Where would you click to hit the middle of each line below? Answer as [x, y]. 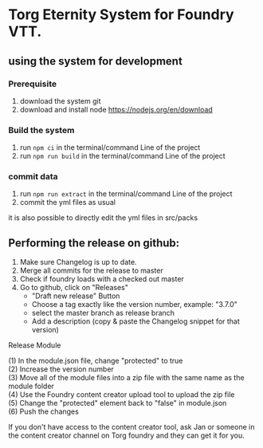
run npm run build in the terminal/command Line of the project [122, 156]
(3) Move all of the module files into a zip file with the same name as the [126, 378]
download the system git [60, 100]
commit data [33, 177]
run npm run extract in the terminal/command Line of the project [126, 194]
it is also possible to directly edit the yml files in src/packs [103, 218]
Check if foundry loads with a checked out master [102, 279]
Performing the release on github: [94, 243]
